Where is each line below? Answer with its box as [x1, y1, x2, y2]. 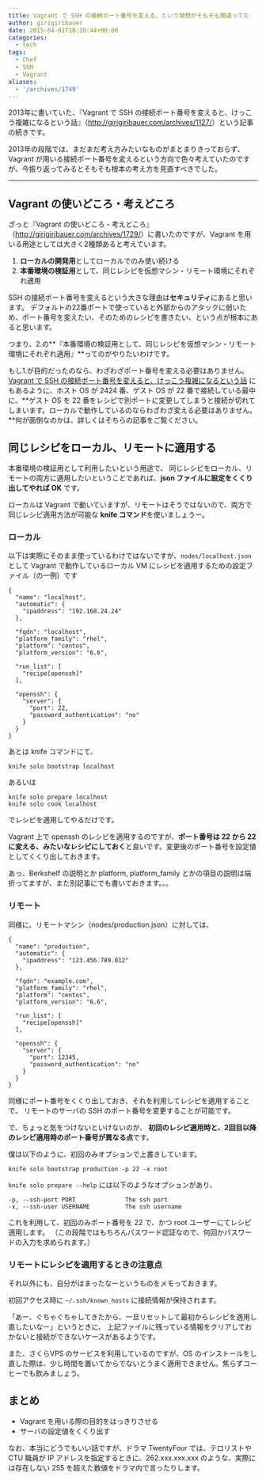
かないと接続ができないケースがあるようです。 [8, 1331, 160, 1341]
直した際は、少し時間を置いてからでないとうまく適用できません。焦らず [8, 1358, 244, 1368]
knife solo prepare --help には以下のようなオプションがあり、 [8, 1180, 217, 1190]
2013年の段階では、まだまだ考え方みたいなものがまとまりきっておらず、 [8, 144, 245, 154]
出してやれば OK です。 [8, 484, 85, 492]
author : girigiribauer [8, 19, 83, 27]
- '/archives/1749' [15, 85, 80, 93]
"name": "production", [15, 943, 90, 951]
